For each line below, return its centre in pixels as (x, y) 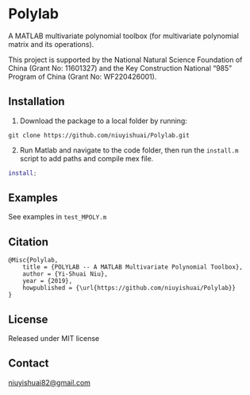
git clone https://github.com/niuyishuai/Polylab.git (99, 135)
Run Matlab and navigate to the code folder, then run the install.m (129, 150)
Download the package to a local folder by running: (104, 121)
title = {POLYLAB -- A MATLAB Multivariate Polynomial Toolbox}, (133, 267)
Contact (29, 364)
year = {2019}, (48, 281)
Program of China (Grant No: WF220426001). (83, 76)
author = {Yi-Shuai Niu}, (65, 274)
